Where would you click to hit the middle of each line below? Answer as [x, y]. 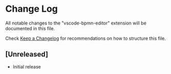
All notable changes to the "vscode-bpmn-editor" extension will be [76, 23]
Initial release [27, 66]
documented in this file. [30, 28]
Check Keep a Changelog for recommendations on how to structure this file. [86, 38]
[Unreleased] [27, 54]
